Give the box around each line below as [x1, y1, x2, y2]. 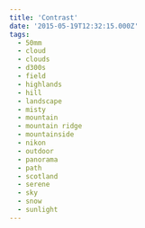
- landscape [17, 96, 63, 106]
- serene [17, 180, 50, 189]
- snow [17, 197, 42, 206]
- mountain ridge [17, 122, 83, 131]
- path [17, 163, 42, 172]
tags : [9, 30, 30, 39]
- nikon [17, 138, 47, 147]
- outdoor [17, 146, 54, 155]
